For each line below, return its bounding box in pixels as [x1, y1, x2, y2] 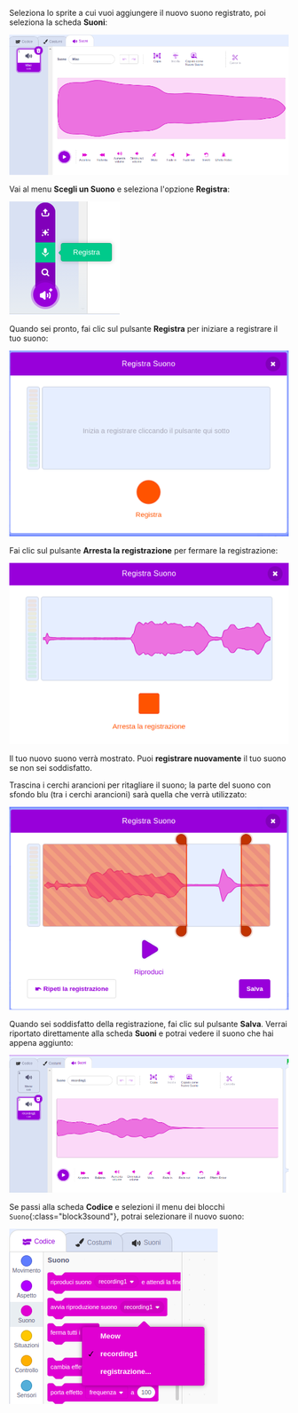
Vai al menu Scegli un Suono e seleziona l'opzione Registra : [9, 184, 231, 194]
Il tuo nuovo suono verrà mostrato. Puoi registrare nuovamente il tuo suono [9, 753, 286, 764]
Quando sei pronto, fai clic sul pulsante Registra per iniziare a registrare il [9, 324, 278, 334]
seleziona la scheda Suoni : [9, 17, 108, 27]
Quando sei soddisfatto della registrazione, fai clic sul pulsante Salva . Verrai [9, 1018, 288, 1029]
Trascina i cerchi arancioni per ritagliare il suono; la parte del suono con [9, 780, 271, 790]
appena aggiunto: [9, 1037, 74, 1048]
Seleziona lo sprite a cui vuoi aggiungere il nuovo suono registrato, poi [9, 8, 266, 18]
